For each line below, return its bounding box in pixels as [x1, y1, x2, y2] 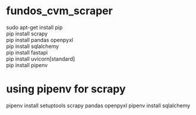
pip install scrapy [6, 30, 48, 37]
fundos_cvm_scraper [6, 4, 113, 18]
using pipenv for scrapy [6, 82, 126, 96]
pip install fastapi [6, 49, 48, 56]
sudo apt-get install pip [6, 24, 63, 31]
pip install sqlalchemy [6, 43, 59, 50]
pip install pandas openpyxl [6, 36, 73, 43]
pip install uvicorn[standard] [6, 55, 75, 62]
